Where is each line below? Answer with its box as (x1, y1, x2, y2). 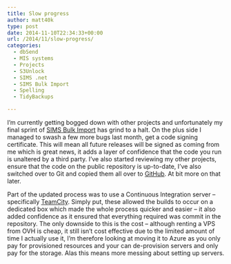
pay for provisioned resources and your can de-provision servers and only (7, 242, 219, 250)
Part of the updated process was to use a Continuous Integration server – (7, 190, 216, 199)
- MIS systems (13, 55, 54, 62)
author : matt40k (7, 17, 54, 23)
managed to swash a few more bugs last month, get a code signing (7, 133, 198, 141)
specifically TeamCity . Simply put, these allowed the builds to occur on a (7, 198, 214, 205)
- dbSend (13, 49, 39, 56)
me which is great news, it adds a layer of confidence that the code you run (7, 148, 222, 156)
